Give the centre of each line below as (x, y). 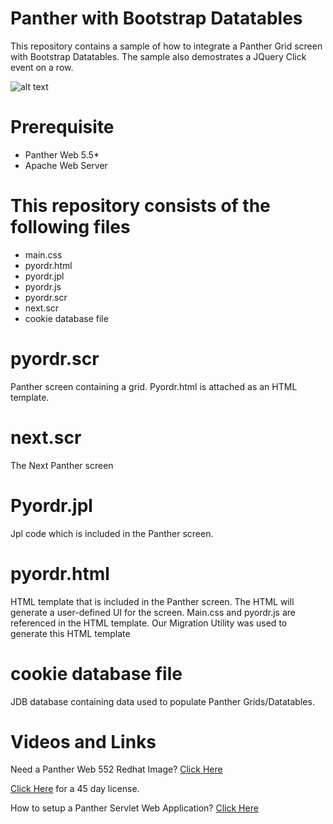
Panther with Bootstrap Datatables (156, 18)
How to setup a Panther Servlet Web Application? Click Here (134, 808)
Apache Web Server (66, 165)
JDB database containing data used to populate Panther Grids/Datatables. (162, 701)
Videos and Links (83, 741)
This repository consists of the (140, 206)
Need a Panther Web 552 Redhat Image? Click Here (116, 769)
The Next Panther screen (62, 465)
